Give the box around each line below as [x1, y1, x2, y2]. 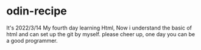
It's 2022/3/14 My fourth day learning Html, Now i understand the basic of [6, 24, 192, 31]
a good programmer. [6, 37, 58, 44]
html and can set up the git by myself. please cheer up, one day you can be [6, 30, 196, 37]
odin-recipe [6, 4, 67, 18]
